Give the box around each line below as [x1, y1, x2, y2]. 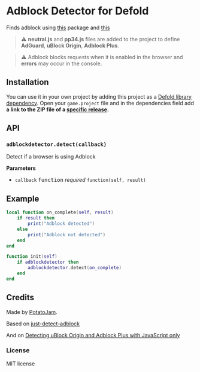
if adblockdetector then [17, 259, 79, 266]
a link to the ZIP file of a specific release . [6, 106, 110, 113]
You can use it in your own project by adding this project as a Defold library [6, 93, 192, 100]
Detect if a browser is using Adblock [6, 153, 96, 160]
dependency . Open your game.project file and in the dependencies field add [6, 99, 195, 106]
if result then [17, 215, 55, 221]
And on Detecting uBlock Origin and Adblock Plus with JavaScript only [6, 331, 180, 339]
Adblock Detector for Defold [6, 4, 149, 18]
